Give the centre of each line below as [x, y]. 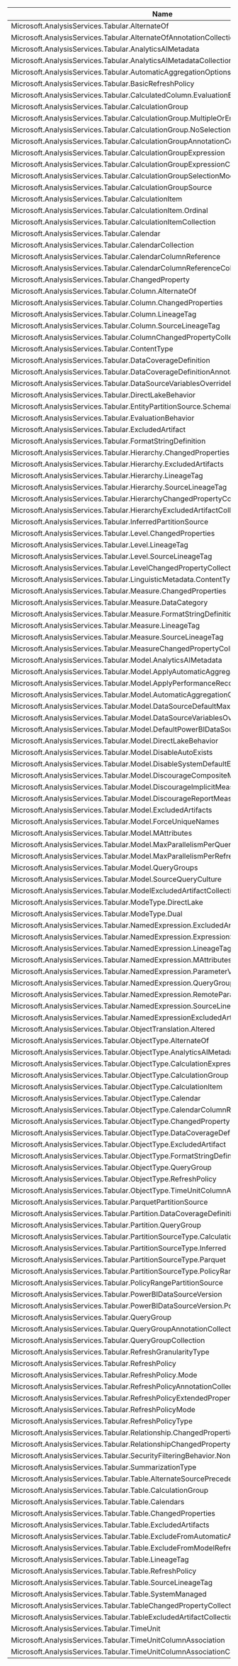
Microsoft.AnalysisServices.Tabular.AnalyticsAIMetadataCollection [122, 61]
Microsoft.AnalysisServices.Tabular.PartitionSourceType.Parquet [119, 1260]
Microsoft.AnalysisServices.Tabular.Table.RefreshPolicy [104, 1571]
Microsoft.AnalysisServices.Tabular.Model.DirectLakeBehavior [114, 741]
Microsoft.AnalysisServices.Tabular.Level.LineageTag [100, 545]
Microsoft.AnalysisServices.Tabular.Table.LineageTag [100, 1559]
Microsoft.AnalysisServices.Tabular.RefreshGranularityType [110, 1352]
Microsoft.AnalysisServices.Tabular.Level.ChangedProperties [113, 533]
